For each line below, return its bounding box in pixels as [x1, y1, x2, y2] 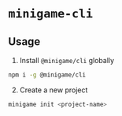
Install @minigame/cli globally [19, 56, 115, 65]
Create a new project [19, 85, 88, 95]
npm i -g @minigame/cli [8, 71, 87, 79]
